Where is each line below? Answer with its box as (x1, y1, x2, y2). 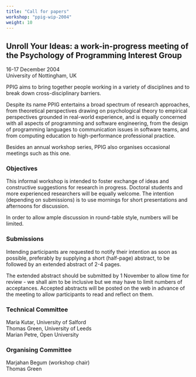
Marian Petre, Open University (6, 331, 79, 338)
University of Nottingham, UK (6, 72, 77, 79)
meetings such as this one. (6, 150, 71, 157)
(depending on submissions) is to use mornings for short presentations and (6, 196, 188, 203)
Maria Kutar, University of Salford (6, 319, 87, 326)
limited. (6, 220, 24, 227)
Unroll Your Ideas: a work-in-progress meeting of (6, 41, 189, 51)
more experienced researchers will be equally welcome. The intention (6, 190, 174, 197)
